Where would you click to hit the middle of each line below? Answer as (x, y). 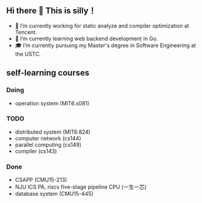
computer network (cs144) (48, 138)
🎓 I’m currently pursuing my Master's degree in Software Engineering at (105, 45)
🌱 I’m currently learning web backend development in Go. (86, 39)
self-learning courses (48, 73)
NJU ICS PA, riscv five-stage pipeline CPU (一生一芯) (80, 187)
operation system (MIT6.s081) (52, 103)
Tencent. (26, 32)
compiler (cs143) (36, 151)
